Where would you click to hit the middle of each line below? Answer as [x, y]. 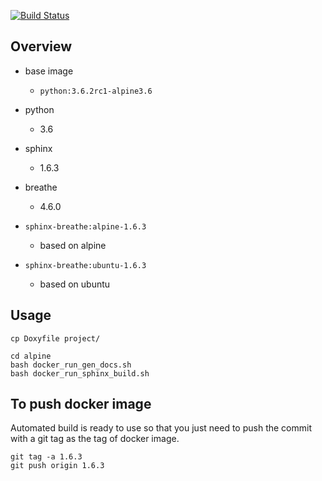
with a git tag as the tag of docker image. [95, 439]
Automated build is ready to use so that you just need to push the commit [161, 428]
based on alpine [73, 245]
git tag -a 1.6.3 [46, 457]
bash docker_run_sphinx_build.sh [80, 373]
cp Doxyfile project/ [55, 338]
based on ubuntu [75, 284]
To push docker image [81, 404]
